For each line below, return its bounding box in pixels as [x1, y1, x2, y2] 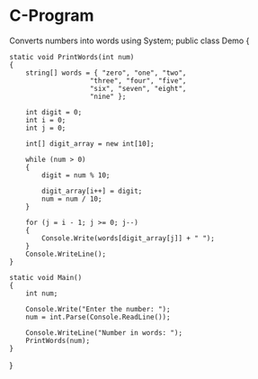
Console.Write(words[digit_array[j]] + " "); [41, 233, 216, 243]
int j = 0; [25, 123, 67, 132]
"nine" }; [89, 92, 127, 101]
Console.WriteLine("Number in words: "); [25, 328, 182, 338]
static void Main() [9, 273, 83, 282]
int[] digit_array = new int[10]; [25, 139, 155, 149]
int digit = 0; [25, 107, 83, 117]
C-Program [9, 5, 94, 26]
